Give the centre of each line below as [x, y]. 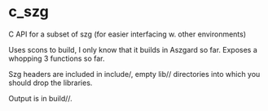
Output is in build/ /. [41, 98]
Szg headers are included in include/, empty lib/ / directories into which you [134, 74]
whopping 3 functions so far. [57, 58]
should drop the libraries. [51, 83]
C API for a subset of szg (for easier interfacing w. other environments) [127, 34]
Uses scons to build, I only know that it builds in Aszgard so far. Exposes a [133, 49]
